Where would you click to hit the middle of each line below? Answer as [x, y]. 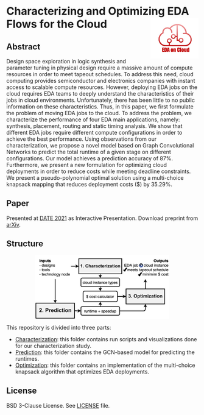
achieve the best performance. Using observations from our [82, 139]
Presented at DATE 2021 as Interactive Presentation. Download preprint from [102, 218]
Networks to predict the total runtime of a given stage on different [89, 152]
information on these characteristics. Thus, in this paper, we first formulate [100, 107]
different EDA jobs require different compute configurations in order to [94, 133]
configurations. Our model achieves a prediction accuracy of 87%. [90, 158]
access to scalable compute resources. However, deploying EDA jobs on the [102, 87]
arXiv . [14, 224]
